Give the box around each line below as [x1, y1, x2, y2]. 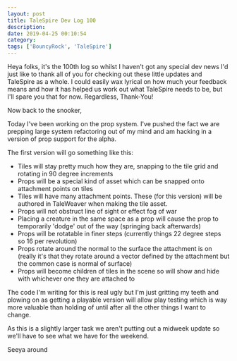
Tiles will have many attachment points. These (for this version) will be [17, 192, 223, 200]
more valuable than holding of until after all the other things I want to [7, 303, 206, 311]
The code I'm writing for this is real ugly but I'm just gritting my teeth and [7, 288, 219, 296]
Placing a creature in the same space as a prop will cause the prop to [17, 214, 219, 223]
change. [7, 311, 32, 319]
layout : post [7, 10, 46, 18]
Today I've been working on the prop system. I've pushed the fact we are [7, 120, 220, 128]
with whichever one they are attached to [17, 274, 135, 283]
